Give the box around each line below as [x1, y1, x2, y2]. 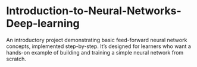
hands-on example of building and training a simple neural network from [6, 49, 184, 56]
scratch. [6, 55, 27, 62]
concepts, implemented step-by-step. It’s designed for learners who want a [6, 43, 192, 50]
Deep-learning [6, 17, 80, 30]
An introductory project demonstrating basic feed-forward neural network [6, 36, 187, 43]
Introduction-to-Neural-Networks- [6, 4, 182, 18]
